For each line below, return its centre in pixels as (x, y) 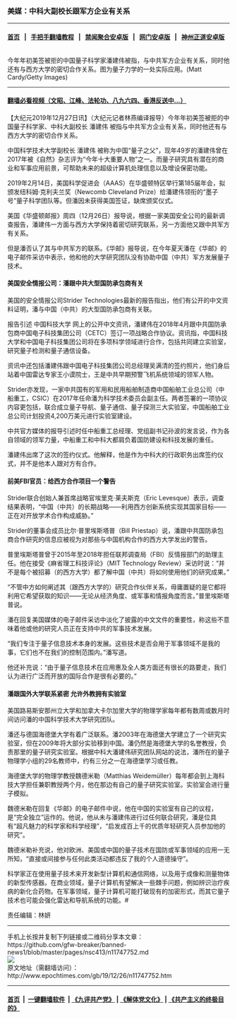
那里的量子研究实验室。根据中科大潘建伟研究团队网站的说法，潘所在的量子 (121, 752)
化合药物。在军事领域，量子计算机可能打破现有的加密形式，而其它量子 (128, 891)
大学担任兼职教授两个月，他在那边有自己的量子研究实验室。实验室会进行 (118, 785)
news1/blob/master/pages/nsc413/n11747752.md (78, 952)
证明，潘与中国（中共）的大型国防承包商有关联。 (84, 309)
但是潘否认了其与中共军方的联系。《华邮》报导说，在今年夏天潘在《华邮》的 (117, 248)
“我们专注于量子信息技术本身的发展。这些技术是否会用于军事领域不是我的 (114, 644)
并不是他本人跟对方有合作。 (60, 463)
